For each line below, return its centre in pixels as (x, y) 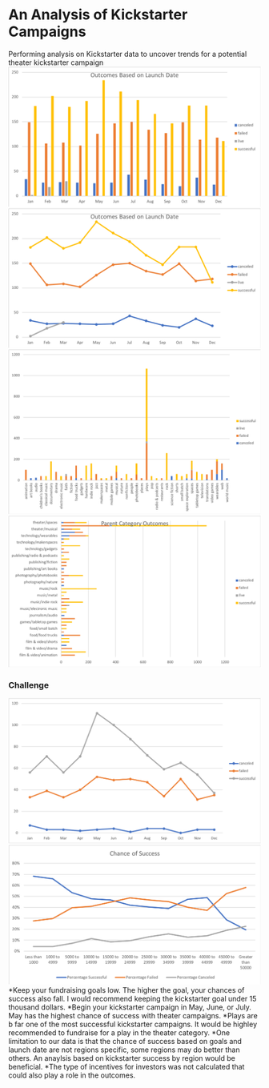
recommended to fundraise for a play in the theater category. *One (119, 1033)
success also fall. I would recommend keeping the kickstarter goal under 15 (132, 999)
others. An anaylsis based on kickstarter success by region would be (122, 1058)
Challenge (29, 685)
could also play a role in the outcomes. (72, 1075)
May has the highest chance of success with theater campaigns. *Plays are (133, 1016)
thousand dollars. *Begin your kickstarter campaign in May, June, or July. (130, 1007)
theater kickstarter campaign (56, 62)
